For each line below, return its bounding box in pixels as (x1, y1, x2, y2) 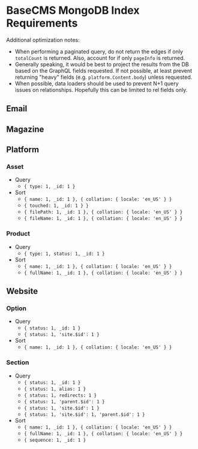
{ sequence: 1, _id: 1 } (23, 437, 86, 443)
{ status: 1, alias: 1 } (23, 386, 86, 392)
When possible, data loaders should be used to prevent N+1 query (14, 79, 179, 87)
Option (6, 304, 27, 313)
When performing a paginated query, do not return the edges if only (14, 47, 184, 55)
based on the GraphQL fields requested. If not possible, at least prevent (14, 67, 192, 74)
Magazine (6, 124, 44, 134)
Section (6, 358, 29, 367)
